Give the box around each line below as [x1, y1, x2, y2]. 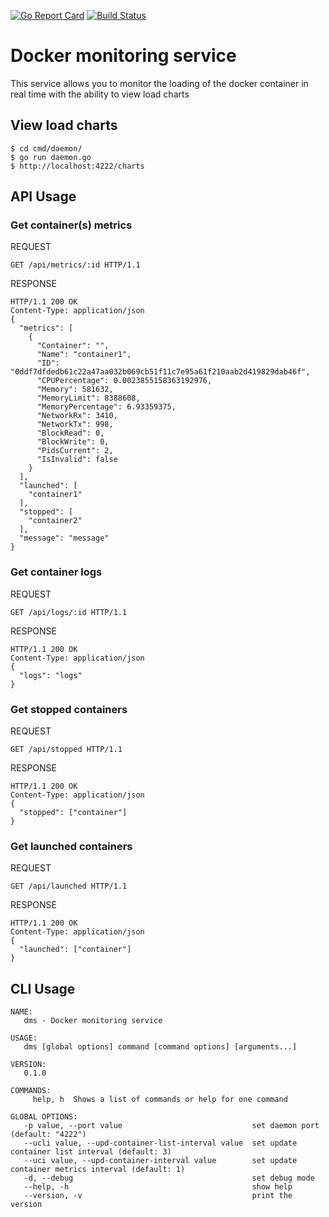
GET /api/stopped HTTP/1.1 [10, 745, 123, 755]
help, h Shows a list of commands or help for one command [32, 1095, 288, 1105]
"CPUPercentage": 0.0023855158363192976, [36, 376, 213, 386]
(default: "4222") [10, 1130, 87, 1140]
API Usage [10, 188, 77, 205]
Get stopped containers [10, 702, 128, 716]
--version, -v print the [23, 1191, 293, 1201]
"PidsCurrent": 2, [36, 446, 114, 456]
